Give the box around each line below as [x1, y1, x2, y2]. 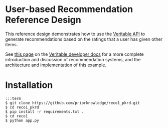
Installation [5, 79, 53, 91]
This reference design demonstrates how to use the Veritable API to [5, 31, 145, 37]
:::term [5, 96, 22, 101]
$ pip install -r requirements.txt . [5, 109, 84, 114]
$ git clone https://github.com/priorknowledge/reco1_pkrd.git [5, 100, 140, 105]
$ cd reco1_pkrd [5, 104, 39, 110]
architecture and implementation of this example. [5, 62, 107, 68]
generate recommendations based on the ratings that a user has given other [5, 36, 163, 42]
